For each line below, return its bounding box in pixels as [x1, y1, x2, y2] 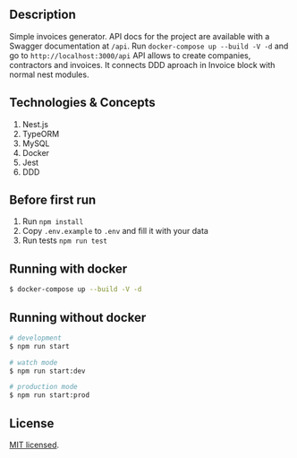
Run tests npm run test [21, 235, 107, 246]
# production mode [9, 383, 78, 392]
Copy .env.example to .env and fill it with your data [21, 226, 208, 237]
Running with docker [9, 261, 128, 276]
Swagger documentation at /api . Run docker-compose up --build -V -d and [9, 40, 289, 51]
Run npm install [21, 216, 84, 227]
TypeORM [21, 128, 60, 139]
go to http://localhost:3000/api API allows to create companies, [9, 49, 251, 61]
